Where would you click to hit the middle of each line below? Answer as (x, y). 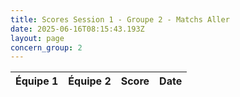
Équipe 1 (37, 81)
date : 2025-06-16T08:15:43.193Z (77, 29)
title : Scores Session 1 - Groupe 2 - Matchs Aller (120, 19)
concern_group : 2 (46, 47)
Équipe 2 (90, 81)
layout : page (37, 38)
